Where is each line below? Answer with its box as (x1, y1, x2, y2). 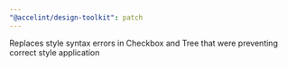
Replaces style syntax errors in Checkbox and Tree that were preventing (9, 38, 278, 48)
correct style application (9, 46, 100, 58)
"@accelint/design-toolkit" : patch (9, 13, 143, 22)
